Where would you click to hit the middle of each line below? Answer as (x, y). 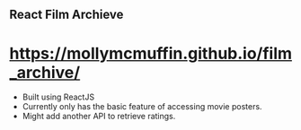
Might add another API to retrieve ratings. (99, 117)
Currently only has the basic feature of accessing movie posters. (142, 107)
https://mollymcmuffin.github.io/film (151, 53)
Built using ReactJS (58, 97)
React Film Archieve (66, 15)
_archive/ (45, 72)
